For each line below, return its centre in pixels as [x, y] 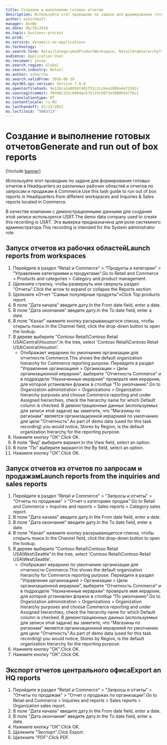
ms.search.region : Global [32, 65]
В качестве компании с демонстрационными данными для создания [79, 211]
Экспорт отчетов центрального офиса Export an [83, 670]
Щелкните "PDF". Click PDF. [41, 738]
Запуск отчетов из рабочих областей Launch [78, 248]
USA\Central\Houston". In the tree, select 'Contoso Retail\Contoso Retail [85, 342]
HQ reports [23, 678]
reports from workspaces [46, 256]
